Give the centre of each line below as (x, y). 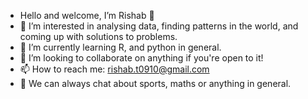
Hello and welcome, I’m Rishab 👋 (87, 15)
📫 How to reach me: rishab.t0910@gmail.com (114, 69)
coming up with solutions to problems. (98, 36)
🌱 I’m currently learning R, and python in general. (120, 47)
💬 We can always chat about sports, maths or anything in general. (155, 83)
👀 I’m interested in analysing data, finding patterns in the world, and (159, 26)
